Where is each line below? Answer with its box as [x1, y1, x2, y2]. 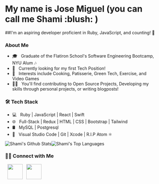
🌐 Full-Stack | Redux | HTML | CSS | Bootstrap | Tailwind [12, 119, 127, 124]
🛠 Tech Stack [5, 98, 38, 105]
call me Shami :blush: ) [5, 14, 98, 25]
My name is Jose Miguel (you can [5, 3, 143, 15]
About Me [5, 42, 29, 48]
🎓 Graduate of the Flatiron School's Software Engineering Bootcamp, [12, 53, 154, 59]
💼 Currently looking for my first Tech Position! [12, 65, 106, 71]
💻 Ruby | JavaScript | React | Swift [12, 111, 85, 117]
